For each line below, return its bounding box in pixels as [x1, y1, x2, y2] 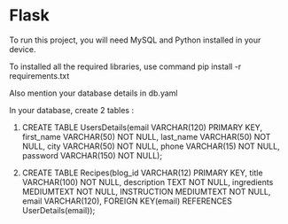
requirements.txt [9, 70, 70, 81]
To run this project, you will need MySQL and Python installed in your [9, 35, 261, 45]
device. [9, 43, 36, 54]
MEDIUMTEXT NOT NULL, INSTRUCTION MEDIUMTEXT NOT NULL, [21, 186, 271, 197]
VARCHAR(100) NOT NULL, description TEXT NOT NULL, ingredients [21, 176, 274, 187]
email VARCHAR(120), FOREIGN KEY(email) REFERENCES [21, 196, 232, 206]
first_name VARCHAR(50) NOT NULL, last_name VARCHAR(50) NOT [21, 131, 271, 142]
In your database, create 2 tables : [9, 104, 135, 115]
